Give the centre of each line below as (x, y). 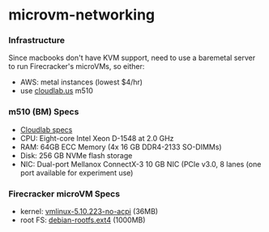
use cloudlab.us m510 (56, 91)
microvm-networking (82, 15)
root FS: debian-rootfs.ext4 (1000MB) (83, 220)
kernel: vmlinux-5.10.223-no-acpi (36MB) (89, 212)
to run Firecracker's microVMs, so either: (77, 67)
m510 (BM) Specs (44, 112)
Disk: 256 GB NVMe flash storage (76, 155)
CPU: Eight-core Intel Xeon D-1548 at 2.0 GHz (97, 138)
